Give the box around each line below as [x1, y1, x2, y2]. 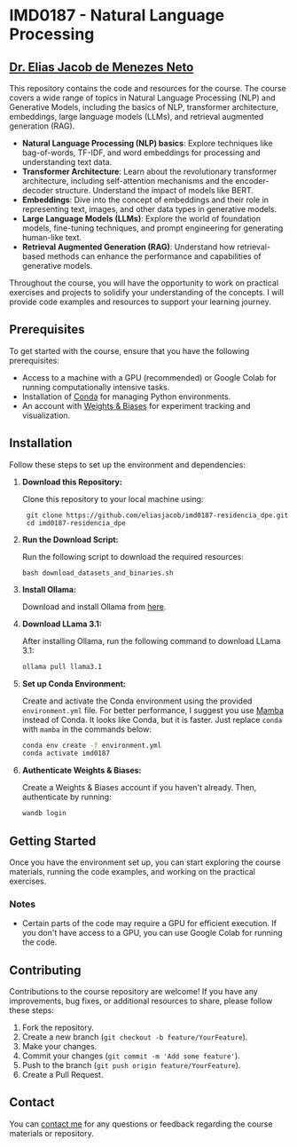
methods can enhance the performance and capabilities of [47, 251, 262, 262]
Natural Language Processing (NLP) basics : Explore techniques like [21, 138, 273, 148]
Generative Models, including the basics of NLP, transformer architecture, [9, 102, 279, 112]
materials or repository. [9, 1127, 95, 1138]
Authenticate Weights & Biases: [21, 765, 142, 776]
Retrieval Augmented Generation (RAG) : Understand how [21, 241, 236, 252]
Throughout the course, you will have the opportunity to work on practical [9, 278, 279, 288]
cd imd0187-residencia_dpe [26, 518, 126, 528]
